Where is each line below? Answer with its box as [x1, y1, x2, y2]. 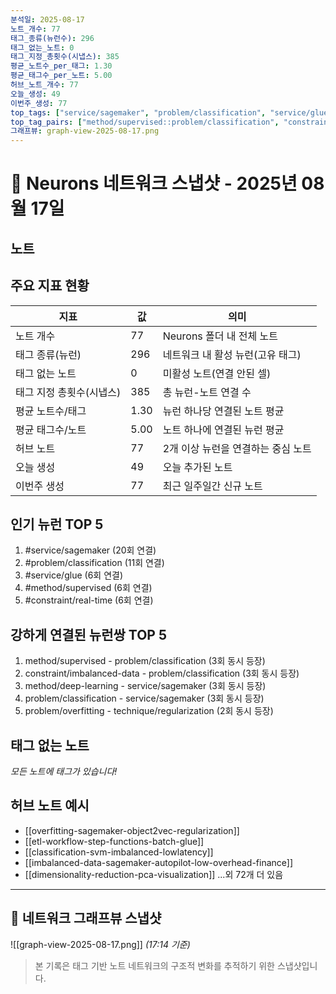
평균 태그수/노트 [15, 422, 87, 436]
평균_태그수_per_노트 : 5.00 [10, 71, 113, 81]
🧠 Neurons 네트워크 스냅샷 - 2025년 [10, 172, 298, 195]
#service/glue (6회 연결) [24, 569, 123, 581]
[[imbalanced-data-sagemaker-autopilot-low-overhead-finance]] [24, 856, 294, 868]
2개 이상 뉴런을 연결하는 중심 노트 [162, 441, 312, 455]
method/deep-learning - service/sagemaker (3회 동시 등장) [24, 680, 267, 692]
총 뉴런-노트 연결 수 [162, 385, 252, 399]
